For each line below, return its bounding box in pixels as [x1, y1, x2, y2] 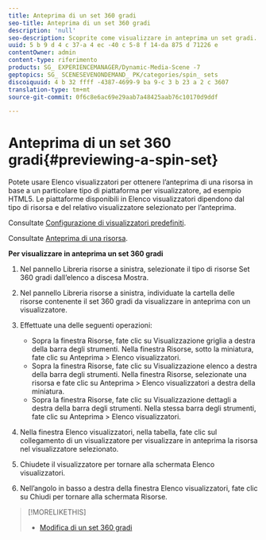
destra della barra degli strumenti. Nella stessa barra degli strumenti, [31, 403, 256, 414]
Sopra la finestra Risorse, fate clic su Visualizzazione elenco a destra [31, 361, 258, 371]
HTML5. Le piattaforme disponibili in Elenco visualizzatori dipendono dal [8, 194, 245, 204]
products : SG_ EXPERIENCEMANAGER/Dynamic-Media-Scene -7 [8, 64, 201, 72]
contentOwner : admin [8, 49, 77, 56]
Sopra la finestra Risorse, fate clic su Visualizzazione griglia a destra [31, 336, 256, 346]
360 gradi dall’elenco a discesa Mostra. [19, 273, 149, 282]
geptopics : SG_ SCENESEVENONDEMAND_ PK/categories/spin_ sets [8, 71, 218, 79]
